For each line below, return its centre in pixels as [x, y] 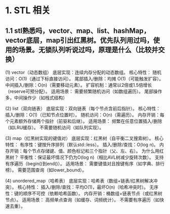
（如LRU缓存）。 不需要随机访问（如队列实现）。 [55, 128]
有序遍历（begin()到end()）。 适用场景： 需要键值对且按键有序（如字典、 [80, 164]
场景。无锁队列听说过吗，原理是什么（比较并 [88, 49]
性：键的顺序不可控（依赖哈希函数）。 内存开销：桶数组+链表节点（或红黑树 [84, 193]
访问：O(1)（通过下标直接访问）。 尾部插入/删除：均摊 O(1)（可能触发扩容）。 [84, 79]
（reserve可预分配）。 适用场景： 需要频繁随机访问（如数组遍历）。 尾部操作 [84, 91]
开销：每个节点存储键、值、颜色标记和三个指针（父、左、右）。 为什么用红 [87, 151]
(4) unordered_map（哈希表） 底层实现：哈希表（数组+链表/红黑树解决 [79, 181]
